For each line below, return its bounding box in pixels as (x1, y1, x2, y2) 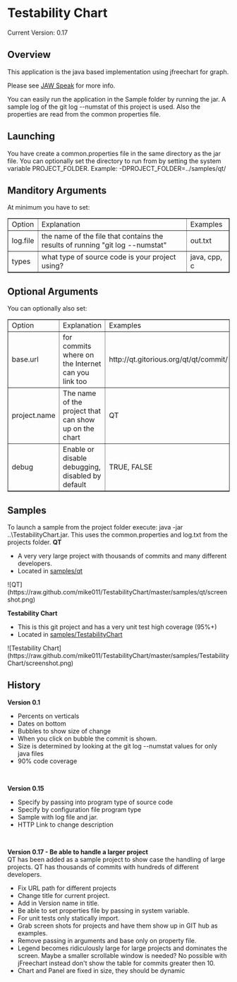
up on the (62, 424, 95, 433)
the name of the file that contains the (41, 232, 164, 241)
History (7, 679, 41, 691)
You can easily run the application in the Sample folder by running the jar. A (7, 95, 226, 103)
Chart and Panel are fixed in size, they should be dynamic (17, 966, 186, 975)
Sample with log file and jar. (17, 813, 99, 821)
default (62, 480, 87, 490)
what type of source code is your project (41, 252, 176, 262)
